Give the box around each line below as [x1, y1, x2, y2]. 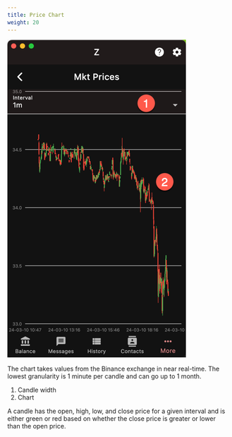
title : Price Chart [7, 11, 65, 18]
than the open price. [7, 421, 66, 430]
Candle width [17, 385, 56, 394]
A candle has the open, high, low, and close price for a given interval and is [7, 407, 226, 415]
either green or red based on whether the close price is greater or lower [7, 414, 216, 423]
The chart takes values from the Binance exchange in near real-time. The [7, 364, 220, 373]
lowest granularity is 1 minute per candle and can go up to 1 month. [7, 371, 202, 381]
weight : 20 [7, 18, 39, 26]
